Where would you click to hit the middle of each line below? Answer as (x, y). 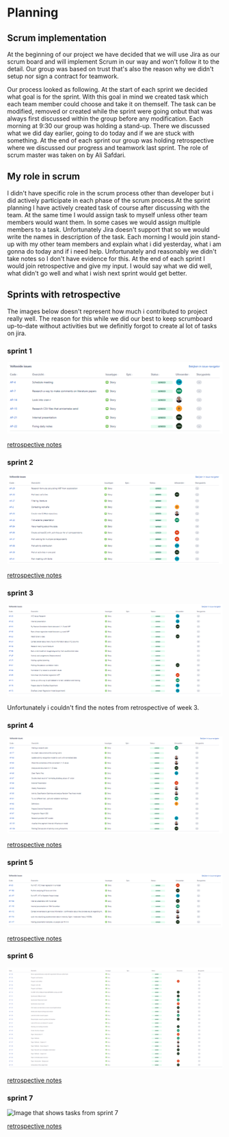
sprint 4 (21, 725)
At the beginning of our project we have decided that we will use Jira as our (113, 54)
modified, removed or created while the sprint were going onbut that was (110, 111)
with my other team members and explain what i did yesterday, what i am (119, 244)
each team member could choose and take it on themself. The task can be (112, 104)
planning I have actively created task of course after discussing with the (108, 208)
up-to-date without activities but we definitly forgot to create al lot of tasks (112, 326)
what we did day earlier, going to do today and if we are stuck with (101, 133)
